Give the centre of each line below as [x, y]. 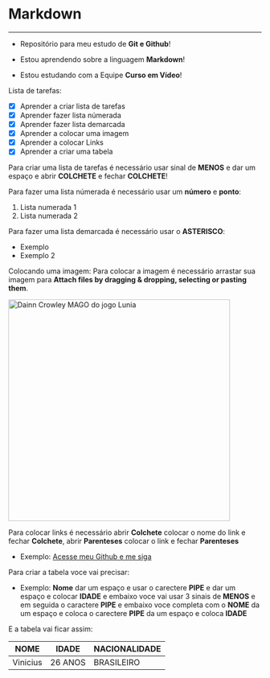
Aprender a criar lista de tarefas [73, 106]
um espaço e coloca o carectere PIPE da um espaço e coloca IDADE [133, 614]
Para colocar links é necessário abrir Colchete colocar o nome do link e [127, 532]
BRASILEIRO [117, 663]
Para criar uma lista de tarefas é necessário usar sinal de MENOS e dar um [132, 168]
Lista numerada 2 [49, 216]
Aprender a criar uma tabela [66, 152]
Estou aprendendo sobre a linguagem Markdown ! [102, 59]
